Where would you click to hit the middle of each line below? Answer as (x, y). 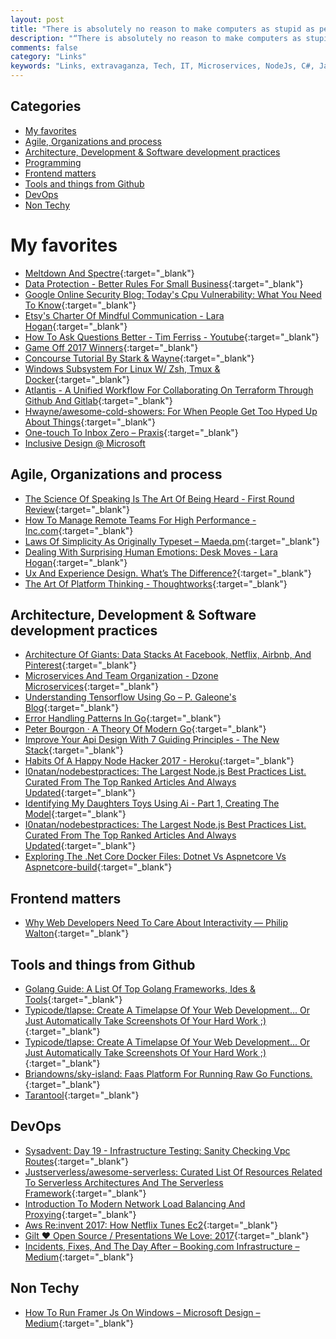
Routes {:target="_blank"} (77, 1161)
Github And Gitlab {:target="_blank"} (98, 400)
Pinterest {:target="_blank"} (80, 665)
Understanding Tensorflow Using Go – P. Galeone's (130, 697)
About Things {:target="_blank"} (90, 422)
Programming (53, 162)
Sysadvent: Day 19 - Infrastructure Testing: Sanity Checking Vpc (157, 1150)
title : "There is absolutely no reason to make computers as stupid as (162, 29)
